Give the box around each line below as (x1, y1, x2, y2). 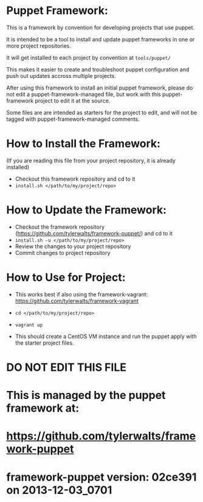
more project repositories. (6, 42, 72, 49)
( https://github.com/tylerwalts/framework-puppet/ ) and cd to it (15, 229, 173, 237)
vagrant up (15, 321, 43, 328)
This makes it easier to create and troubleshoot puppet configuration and (6, 65, 190, 73)
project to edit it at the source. (35, 97, 111, 104)
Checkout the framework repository (15, 223, 105, 231)
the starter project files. (15, 339, 74, 346)
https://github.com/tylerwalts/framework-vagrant (15, 297, 139, 304)
